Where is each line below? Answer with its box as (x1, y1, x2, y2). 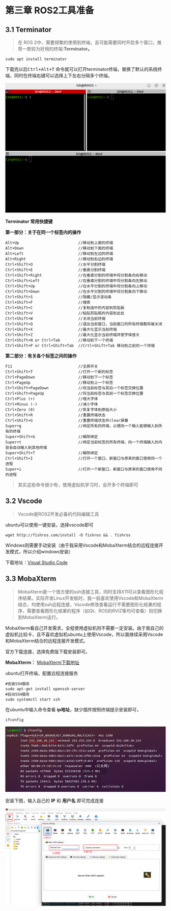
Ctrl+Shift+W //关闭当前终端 (5, 316, 106, 321)
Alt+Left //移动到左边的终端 (5, 251, 113, 256)
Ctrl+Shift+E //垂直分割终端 (5, 267, 106, 273)
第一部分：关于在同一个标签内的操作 (5, 229, 81, 235)
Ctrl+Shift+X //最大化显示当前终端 (5, 327, 117, 332)
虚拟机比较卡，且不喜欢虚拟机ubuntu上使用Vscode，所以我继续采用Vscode (5, 631, 163, 637)
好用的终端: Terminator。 (40, 46, 93, 51)
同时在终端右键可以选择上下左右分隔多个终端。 (14, 72, 112, 78)
